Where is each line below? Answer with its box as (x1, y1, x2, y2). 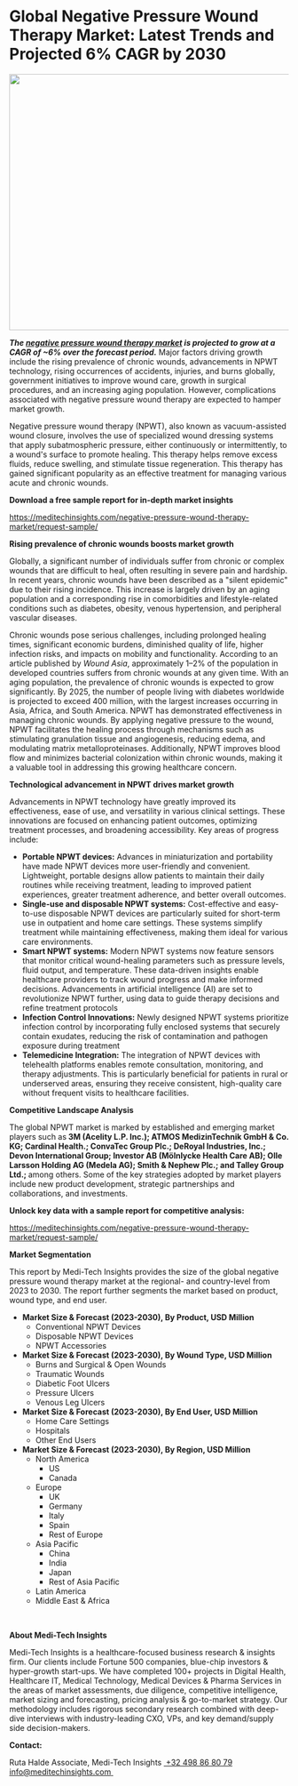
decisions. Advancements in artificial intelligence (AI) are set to (21, 983, 253, 994)
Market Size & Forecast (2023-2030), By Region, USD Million (21, 1444, 251, 1454)
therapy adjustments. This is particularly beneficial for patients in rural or (21, 1069, 288, 1079)
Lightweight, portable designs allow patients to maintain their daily (21, 869, 265, 881)
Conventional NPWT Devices (35, 1321, 142, 1332)
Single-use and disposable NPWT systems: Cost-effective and (21, 898, 256, 909)
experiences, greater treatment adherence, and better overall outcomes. (21, 889, 286, 900)
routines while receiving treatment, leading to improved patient (21, 879, 252, 890)
